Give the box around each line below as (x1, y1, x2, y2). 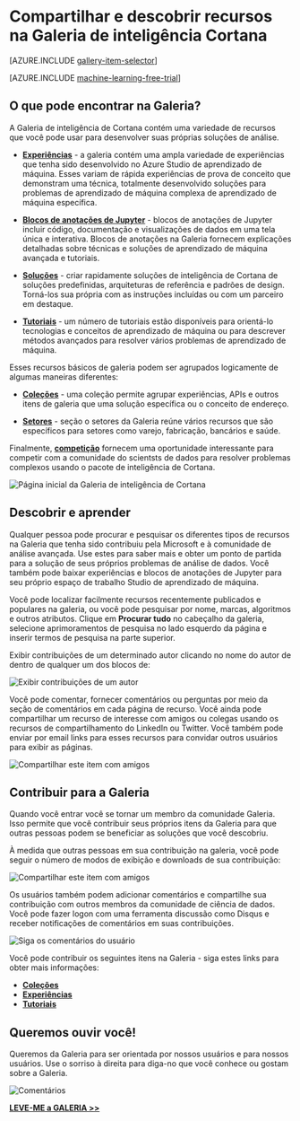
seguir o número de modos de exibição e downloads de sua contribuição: (9, 854, 281, 865)
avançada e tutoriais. (21, 252, 100, 263)
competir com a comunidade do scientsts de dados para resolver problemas (9, 451, 291, 463)
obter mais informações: (9, 962, 100, 973)
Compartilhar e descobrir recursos (9, 6, 273, 27)
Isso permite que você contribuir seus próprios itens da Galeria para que (9, 819, 278, 829)
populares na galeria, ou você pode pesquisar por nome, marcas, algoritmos (9, 603, 291, 614)
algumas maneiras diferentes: (9, 371, 119, 382)
